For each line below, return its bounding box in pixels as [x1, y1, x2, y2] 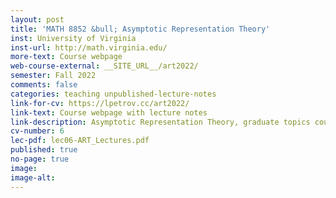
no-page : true [10, 154, 70, 164]
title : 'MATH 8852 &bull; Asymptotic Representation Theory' [10, 24, 271, 34]
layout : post [10, 14, 65, 25]
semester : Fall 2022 [10, 71, 97, 81]
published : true [10, 145, 78, 155]
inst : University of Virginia [10, 33, 137, 43]
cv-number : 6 [10, 126, 65, 136]
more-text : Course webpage [10, 52, 123, 62]
